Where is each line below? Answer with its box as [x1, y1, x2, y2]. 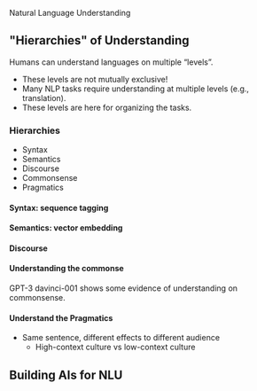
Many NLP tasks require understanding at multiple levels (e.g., [21, 83, 250, 94]
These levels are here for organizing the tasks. [21, 102, 192, 113]
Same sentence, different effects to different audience [21, 332, 220, 343]
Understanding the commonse [9, 263, 124, 274]
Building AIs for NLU [9, 367, 123, 382]
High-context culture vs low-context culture [35, 341, 196, 353]
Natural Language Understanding [9, 8, 131, 18]
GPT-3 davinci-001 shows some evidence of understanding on [9, 283, 238, 293]
